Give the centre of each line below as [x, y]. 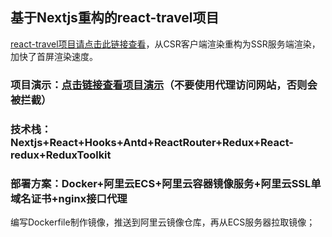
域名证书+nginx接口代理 [69, 198]
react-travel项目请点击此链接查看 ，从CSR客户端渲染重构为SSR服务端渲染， [165, 44]
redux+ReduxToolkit [61, 155]
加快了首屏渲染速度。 [54, 56]
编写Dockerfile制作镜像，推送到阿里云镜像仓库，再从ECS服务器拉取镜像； [163, 222]
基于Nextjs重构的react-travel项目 [115, 18]
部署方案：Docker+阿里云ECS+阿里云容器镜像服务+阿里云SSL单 [166, 183]
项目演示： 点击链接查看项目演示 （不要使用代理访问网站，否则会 [164, 85]
